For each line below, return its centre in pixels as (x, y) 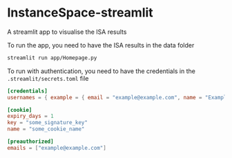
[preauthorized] (30, 142)
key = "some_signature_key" (48, 123)
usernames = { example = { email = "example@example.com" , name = (105, 97)
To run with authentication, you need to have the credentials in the (101, 71)
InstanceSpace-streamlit (80, 13)
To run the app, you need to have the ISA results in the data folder (101, 45)
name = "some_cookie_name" (46, 129)
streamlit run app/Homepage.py (52, 58)
